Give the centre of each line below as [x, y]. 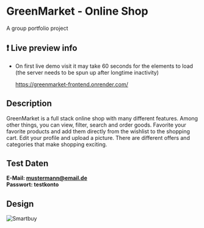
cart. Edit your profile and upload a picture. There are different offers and [98, 138]
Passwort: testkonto [33, 185]
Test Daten [27, 163]
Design [20, 204]
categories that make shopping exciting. [57, 144]
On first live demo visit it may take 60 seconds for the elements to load [104, 66]
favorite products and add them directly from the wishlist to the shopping [98, 131]
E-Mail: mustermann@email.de [47, 178]
